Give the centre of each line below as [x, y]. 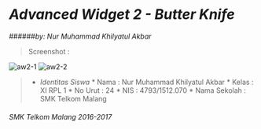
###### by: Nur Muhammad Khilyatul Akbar [80, 36]
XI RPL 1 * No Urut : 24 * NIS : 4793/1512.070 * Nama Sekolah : [143, 90]
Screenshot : [49, 51]
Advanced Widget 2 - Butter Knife [122, 15]
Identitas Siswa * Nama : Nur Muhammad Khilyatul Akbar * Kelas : [147, 82]
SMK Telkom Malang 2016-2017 [61, 116]
